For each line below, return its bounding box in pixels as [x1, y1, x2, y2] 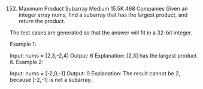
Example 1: [10, 41, 37, 47]
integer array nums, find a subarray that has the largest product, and [18, 11, 188, 18]
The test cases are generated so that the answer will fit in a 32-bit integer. [10, 29, 192, 36]
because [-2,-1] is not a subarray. [10, 77, 92, 83]
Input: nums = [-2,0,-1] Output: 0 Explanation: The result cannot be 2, [10, 70, 181, 77]
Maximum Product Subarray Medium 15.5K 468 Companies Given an [18, 5, 188, 12]
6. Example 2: [10, 59, 44, 65]
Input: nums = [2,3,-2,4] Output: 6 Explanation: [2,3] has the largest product [10, 52, 197, 59]
